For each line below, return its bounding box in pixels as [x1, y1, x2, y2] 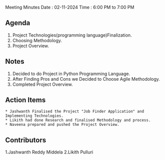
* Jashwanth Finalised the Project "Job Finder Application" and [5, 109, 144, 114]
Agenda [5, 19, 30, 27]
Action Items [5, 96, 46, 104]
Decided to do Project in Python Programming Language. [12, 70, 130, 77]
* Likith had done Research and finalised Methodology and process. [5, 118, 151, 123]
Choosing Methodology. [12, 37, 62, 43]
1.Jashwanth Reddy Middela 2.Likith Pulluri [5, 149, 93, 155]
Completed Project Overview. [12, 81, 73, 87]
